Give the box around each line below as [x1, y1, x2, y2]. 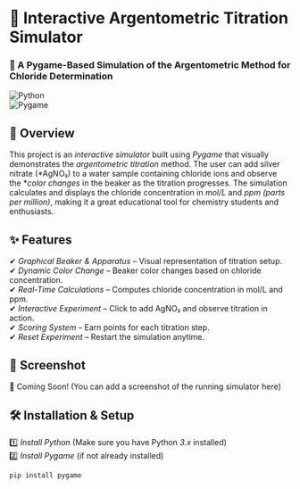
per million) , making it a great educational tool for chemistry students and [9, 196, 279, 208]
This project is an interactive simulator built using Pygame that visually [9, 149, 270, 160]
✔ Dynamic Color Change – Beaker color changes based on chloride [9, 265, 262, 276]
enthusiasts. [9, 206, 54, 217]
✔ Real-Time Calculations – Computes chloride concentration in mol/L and [9, 285, 283, 295]
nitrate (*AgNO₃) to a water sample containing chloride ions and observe [9, 169, 278, 179]
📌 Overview [9, 125, 75, 141]
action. [9, 312, 35, 324]
